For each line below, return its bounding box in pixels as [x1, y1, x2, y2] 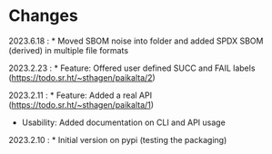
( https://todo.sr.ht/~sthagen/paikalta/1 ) [8, 99, 155, 110]
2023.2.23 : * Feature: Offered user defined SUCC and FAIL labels [8, 63, 256, 73]
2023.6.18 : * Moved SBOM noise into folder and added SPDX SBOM [8, 35, 264, 46]
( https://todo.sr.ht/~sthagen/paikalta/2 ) [8, 72, 156, 82]
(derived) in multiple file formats [8, 44, 129, 55]
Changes [8, 5, 78, 26]
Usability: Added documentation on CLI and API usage [21, 117, 227, 128]
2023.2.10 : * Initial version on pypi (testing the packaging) [8, 134, 227, 145]
